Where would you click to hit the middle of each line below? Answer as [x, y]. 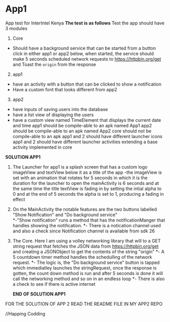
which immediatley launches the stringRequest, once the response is [84, 267]
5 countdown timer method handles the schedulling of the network [82, 257]
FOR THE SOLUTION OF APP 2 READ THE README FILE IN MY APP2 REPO [84, 304]
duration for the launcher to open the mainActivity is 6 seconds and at [86, 183]
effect [19, 199]
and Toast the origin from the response [54, 64]
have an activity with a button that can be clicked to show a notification [87, 84]
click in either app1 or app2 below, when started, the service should [83, 53]
